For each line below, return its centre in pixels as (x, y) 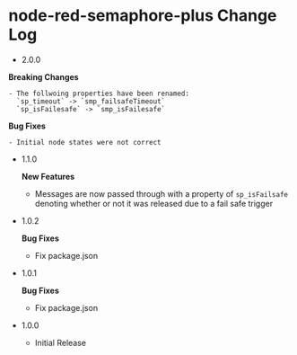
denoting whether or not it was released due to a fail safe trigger (154, 203)
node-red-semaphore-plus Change (143, 16)
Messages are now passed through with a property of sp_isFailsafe (162, 193)
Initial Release (61, 342)
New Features (48, 176)
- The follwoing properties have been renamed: (99, 93)
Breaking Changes (44, 76)
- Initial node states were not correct (85, 142)
